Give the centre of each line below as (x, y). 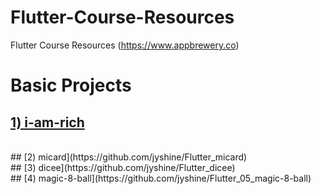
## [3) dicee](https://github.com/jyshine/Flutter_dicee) (123, 167)
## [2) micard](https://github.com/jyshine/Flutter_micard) (129, 157)
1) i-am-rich (47, 122)
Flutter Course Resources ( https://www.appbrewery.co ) (125, 45)
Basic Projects (71, 85)
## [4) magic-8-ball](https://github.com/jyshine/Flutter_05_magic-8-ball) (161, 178)
